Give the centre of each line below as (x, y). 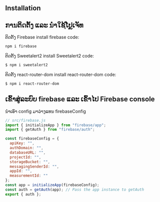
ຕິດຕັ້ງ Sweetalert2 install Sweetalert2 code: (49, 56)
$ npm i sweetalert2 (27, 65)
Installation (23, 8)
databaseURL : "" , (28, 152)
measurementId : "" (29, 176)
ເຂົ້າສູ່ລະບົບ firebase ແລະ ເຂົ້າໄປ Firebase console (80, 99)
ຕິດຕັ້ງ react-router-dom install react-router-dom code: (61, 74)
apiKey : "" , (22, 143)
